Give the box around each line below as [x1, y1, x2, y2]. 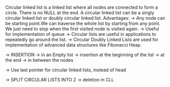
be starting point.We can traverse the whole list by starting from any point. [5, 20, 161, 26]
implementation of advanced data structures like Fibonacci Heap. [5, 42, 142, 48]
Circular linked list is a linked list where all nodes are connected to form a [5, 5, 158, 10]
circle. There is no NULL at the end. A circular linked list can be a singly [5, 10, 155, 16]
